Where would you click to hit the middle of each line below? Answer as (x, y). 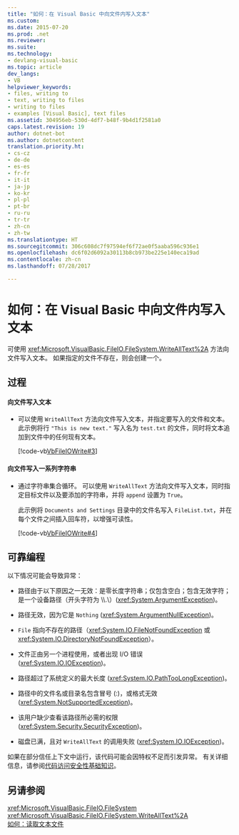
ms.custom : (24, 21)
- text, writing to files (46, 101)
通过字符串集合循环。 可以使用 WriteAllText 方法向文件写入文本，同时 (121, 485)
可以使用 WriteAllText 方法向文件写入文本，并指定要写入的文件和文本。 (123, 419)
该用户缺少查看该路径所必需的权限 (68, 717)
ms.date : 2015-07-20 (38, 27)
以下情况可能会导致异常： (45, 576)
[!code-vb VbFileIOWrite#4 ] (57, 533)
